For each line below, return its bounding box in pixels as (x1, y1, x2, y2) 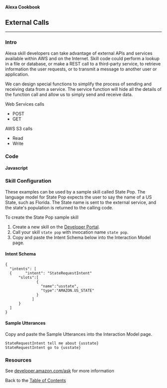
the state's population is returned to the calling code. (5, 204, 113, 210)
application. (5, 71, 29, 77)
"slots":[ (18, 275, 39, 280)
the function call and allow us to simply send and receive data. (5, 91, 133, 97)
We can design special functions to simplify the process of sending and (5, 81, 152, 87)
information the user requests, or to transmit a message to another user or (5, 66, 158, 72)
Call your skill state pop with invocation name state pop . (12, 229, 129, 235)
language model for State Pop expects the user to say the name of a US (5, 194, 152, 200)
